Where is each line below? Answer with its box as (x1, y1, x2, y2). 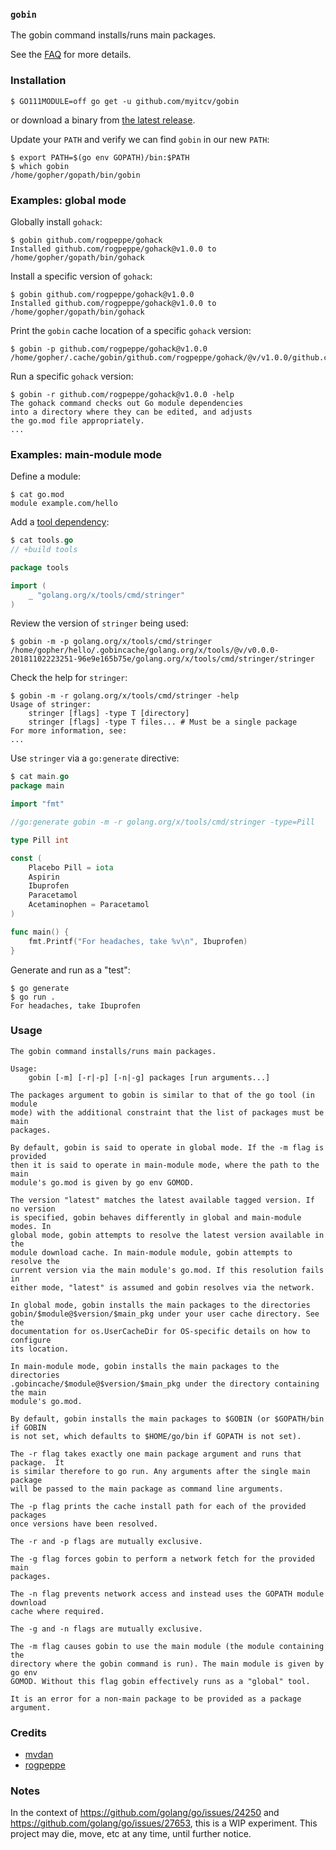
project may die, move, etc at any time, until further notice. (10, 1828, 252, 1840)
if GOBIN (10, 1422, 47, 1433)
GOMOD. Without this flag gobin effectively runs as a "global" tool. (10, 1676, 311, 1686)
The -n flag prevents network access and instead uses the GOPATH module (10, 1589, 325, 1599)
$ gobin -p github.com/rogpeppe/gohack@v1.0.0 (10, 344, 208, 354)
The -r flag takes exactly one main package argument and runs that (10, 1449, 302, 1459)
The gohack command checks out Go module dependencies (10, 398, 244, 408)
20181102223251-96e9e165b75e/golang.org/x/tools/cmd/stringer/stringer (10, 654, 315, 664)
